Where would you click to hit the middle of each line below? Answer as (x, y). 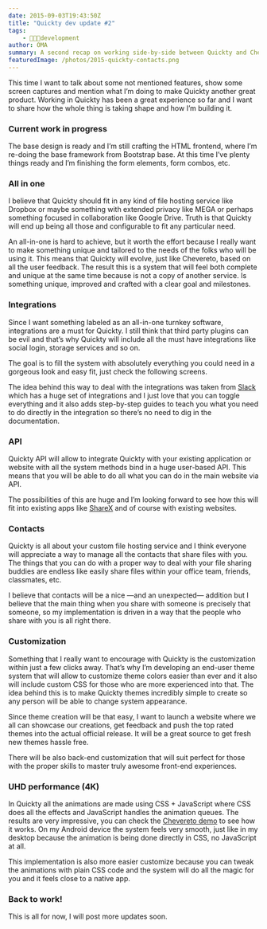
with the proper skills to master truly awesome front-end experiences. (122, 766)
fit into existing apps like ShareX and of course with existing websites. (122, 508)
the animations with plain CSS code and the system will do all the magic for (131, 870)
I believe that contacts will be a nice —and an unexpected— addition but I (128, 595)
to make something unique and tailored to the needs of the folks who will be (132, 250)
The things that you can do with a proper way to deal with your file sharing (130, 563)
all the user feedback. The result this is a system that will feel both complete (133, 267)
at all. (17, 846)
